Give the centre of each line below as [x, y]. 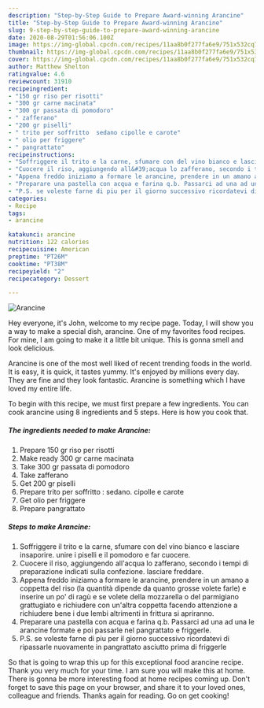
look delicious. [31, 348]
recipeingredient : [38, 89]
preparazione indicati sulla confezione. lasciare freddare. [112, 572]
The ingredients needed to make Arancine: [79, 430]
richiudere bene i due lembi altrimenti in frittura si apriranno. [117, 613]
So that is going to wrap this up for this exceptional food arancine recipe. [126, 662]
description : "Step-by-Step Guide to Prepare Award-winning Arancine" [126, 15]
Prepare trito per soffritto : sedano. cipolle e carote [102, 492]
